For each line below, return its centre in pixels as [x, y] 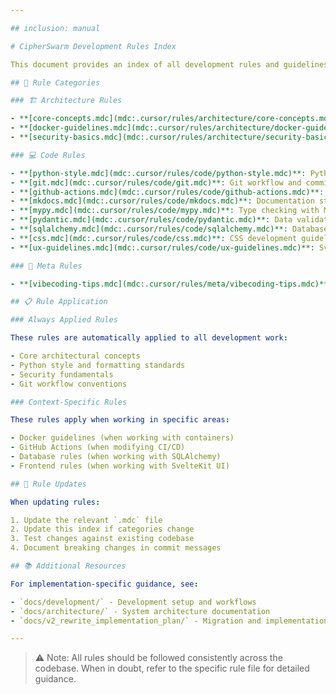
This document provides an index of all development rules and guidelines [169, 64]
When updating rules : [55, 502]
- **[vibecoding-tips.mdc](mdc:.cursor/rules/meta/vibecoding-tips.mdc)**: [171, 284]
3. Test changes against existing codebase [102, 539]
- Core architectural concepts [75, 356]
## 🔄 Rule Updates [48, 484]
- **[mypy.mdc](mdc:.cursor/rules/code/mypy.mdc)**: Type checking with [165, 211]
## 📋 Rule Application [59, 302]
